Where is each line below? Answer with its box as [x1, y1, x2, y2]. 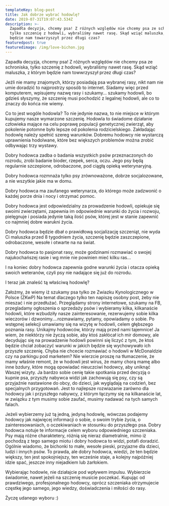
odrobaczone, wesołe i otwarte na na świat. [5, 239, 96, 245]
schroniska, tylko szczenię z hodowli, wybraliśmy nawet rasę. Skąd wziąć [5, 64, 158, 70]
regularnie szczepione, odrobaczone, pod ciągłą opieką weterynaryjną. [5, 163, 152, 169]
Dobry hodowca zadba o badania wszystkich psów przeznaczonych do [5, 152, 153, 158]
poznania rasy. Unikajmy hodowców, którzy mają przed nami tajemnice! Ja [5, 326, 160, 332]
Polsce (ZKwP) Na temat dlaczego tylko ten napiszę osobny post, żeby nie [5, 294, 159, 300]
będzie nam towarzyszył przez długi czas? [10, 36, 100, 41]
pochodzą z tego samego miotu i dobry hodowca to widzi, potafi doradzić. [5, 438, 160, 444]
